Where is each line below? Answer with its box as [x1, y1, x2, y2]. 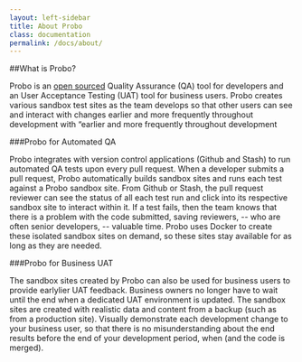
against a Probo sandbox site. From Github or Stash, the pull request [9, 182, 264, 194]
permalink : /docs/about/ [9, 38, 103, 48]
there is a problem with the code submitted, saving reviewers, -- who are [9, 211, 281, 222]
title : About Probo [9, 22, 83, 31]
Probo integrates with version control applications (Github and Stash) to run [9, 154, 291, 165]
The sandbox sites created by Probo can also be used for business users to [9, 275, 291, 286]
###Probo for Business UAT [9, 258, 114, 269]
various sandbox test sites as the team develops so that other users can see [9, 100, 293, 111]
